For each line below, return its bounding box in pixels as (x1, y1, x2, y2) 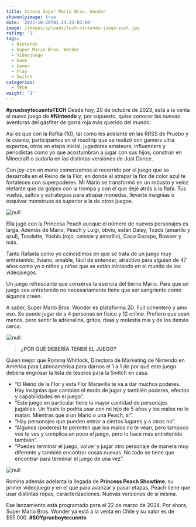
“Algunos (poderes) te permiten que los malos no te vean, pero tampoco (14, 424, 189, 431)
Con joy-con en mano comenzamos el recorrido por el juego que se (6, 166, 170, 173)
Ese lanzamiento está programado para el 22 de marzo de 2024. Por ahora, (6, 501, 188, 508)
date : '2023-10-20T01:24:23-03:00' (6, 19, 93, 25)
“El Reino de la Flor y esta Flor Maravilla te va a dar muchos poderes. (14, 380, 181, 387)
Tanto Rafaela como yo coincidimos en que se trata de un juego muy (6, 250, 171, 257)
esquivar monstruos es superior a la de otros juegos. (6, 197, 133, 204)
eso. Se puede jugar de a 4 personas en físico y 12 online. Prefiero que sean (6, 310, 190, 317)
